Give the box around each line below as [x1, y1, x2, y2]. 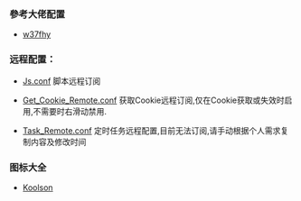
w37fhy [22, 29, 52, 40]
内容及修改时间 [30, 136, 87, 147]
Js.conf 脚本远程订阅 [22, 75, 101, 87]
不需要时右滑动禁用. [33, 105, 107, 116]
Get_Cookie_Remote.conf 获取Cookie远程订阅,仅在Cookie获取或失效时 [22, 95, 285, 105]
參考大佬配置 [9, 7, 66, 20]
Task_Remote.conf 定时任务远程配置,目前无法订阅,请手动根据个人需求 [22, 124, 281, 136]
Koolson [22, 182, 53, 193]
